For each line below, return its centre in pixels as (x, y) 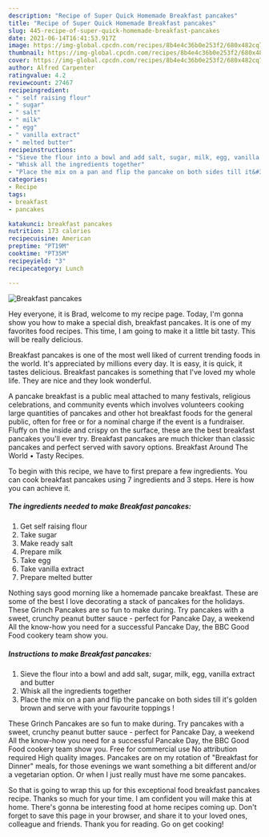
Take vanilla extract (52, 569)
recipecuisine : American (50, 239)
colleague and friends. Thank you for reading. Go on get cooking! (116, 824)
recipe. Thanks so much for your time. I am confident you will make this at (130, 799)
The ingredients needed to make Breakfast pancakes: (100, 506)
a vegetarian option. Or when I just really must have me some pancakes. (127, 775)
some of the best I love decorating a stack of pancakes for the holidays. (127, 602)
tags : (17, 194)
